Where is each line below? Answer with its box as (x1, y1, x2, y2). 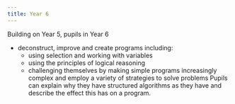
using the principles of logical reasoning (28, 58, 145, 67)
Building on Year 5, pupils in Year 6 (7, 30, 109, 38)
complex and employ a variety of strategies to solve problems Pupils (28, 74, 228, 82)
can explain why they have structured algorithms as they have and (28, 81, 222, 89)
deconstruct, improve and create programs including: (17, 43, 173, 52)
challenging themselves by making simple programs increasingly (28, 66, 217, 74)
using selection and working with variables (28, 51, 154, 59)
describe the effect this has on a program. (28, 88, 151, 97)
